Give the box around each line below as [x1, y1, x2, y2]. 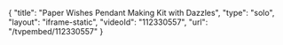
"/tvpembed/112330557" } [8, 26, 104, 36]
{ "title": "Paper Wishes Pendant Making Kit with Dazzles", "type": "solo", [8, 8, 275, 18]
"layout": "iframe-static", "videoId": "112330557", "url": [8, 17, 208, 27]
